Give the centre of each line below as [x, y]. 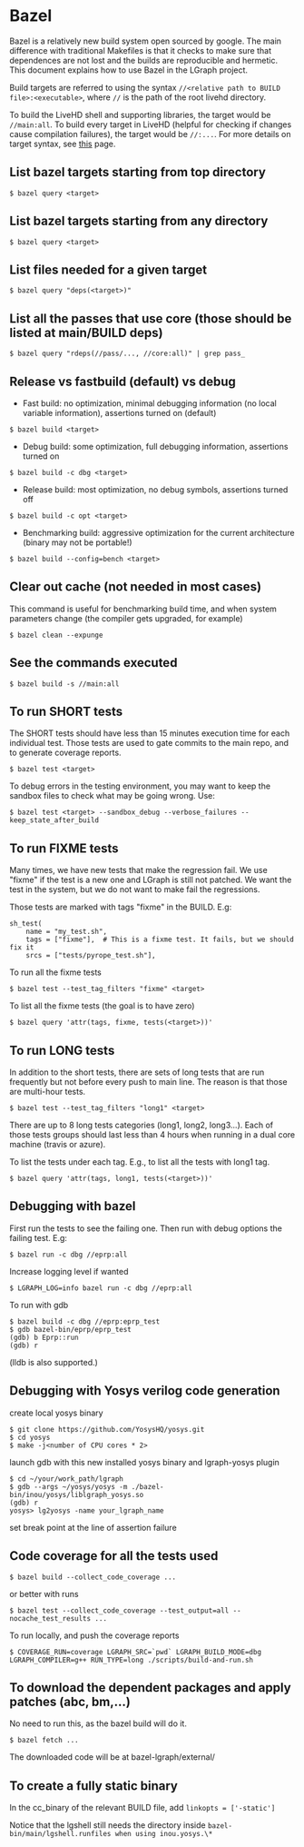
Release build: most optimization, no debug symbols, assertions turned [155, 490]
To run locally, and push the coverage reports [94, 1635]
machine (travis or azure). [58, 1145]
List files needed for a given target [108, 269]
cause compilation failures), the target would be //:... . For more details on [151, 134]
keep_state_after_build [54, 820]
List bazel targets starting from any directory [139, 221]
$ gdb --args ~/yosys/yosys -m [69, 1486]
